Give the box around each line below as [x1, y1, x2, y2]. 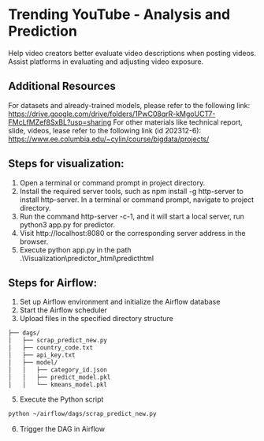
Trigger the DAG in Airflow [19, 424, 105, 434]
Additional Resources [8, 80, 116, 93]
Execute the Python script [19, 394, 104, 404]
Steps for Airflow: [8, 276, 97, 290]
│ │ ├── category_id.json [8, 365, 108, 374]
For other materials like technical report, [113, 117, 243, 127]
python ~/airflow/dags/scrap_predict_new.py [8, 410, 157, 418]
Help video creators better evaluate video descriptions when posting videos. [8, 48, 256, 58]
